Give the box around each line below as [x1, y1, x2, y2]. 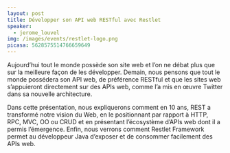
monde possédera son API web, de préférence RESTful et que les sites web [7, 75, 221, 83]
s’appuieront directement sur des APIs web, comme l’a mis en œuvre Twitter [7, 83, 223, 91]
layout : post [7, 10, 45, 17]
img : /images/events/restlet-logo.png [7, 36, 118, 43]
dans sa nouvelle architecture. [7, 90, 93, 98]
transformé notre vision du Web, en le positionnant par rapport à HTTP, [7, 110, 209, 119]
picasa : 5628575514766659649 [7, 42, 91, 49]
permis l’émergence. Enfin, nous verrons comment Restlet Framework [7, 125, 205, 133]
